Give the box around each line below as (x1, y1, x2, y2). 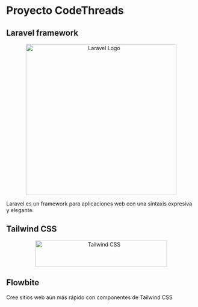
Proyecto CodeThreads (6, 4, 125, 18)
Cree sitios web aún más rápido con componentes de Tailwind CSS (6, 294, 173, 301)
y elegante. (6, 207, 34, 213)
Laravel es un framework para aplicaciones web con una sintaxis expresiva (6, 200, 193, 207)
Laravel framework (6, 28, 79, 38)
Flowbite (6, 277, 40, 288)
